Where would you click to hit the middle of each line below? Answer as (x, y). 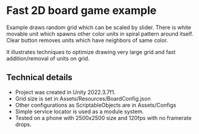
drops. (23, 124)
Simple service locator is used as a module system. (79, 111)
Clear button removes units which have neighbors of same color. (87, 40)
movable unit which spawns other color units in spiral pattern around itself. (100, 33)
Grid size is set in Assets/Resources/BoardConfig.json (83, 98)
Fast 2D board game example (82, 11)
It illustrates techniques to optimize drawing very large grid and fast (91, 52)
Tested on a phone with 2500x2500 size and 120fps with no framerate (103, 118)
